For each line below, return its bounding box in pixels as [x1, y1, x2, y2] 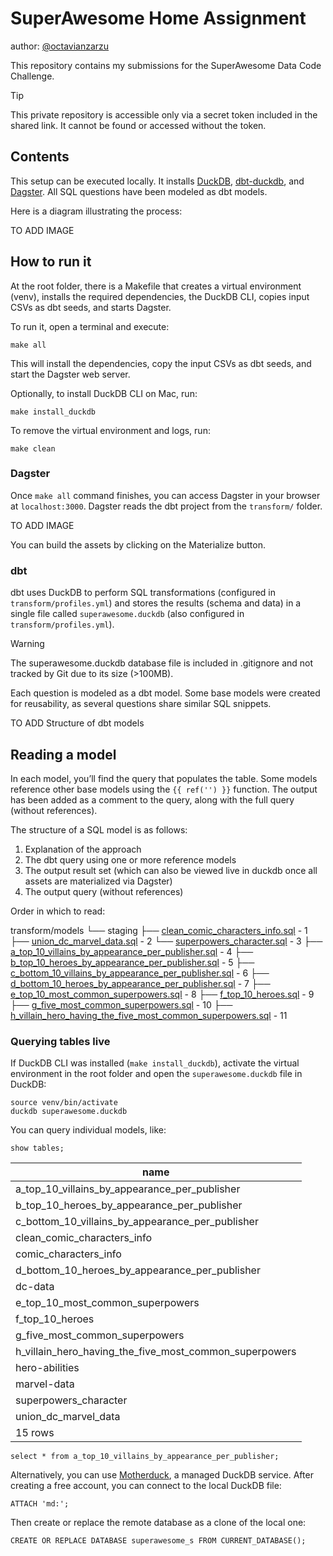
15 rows [15, 1426, 55, 1440]
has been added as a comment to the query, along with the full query [10, 793, 295, 806]
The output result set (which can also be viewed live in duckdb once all [24, 864, 318, 876]
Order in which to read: [10, 905, 106, 917]
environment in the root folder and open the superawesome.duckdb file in [10, 1068, 303, 1080]
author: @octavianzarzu [10, 40, 110, 52]
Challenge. [10, 70, 55, 82]
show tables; [10, 1143, 65, 1154]
